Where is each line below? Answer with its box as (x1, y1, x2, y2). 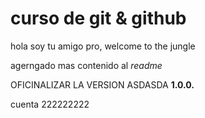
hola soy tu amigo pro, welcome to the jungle (10, 40, 196, 52)
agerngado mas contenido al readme (10, 59, 163, 71)
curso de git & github (10, 7, 187, 30)
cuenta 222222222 (10, 98, 90, 110)
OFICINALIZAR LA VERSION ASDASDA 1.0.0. (10, 78, 195, 91)
